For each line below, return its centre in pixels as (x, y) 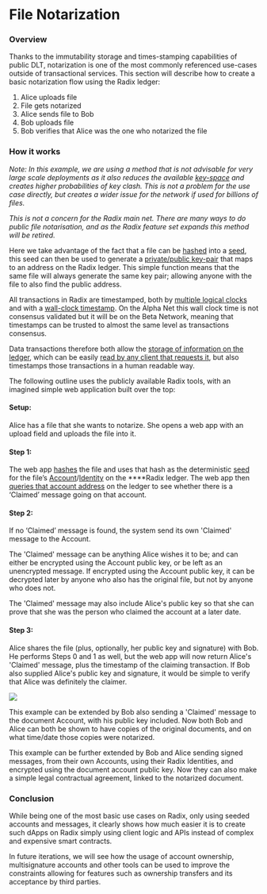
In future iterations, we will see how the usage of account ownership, (122, 856)
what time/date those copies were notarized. (82, 737)
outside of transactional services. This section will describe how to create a (132, 74)
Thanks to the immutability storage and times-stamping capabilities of (123, 56)
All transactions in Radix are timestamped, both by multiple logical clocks (128, 299)
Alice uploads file (49, 98)
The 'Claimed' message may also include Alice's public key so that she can (132, 603)
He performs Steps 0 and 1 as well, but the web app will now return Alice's (130, 656)
